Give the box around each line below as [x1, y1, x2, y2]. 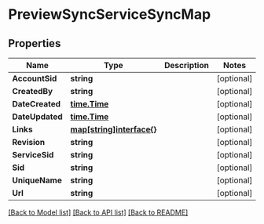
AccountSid [12, 73, 57, 84]
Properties [8, 37, 61, 50]
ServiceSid [12, 150, 54, 160]
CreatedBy [12, 86, 53, 96]
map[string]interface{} [70, 124, 157, 135]
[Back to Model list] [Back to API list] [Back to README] [8, 208, 189, 217]
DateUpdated [12, 111, 63, 122]
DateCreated [12, 99, 61, 109]
